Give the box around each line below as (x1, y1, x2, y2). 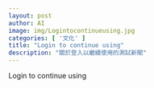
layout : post (8, 11, 52, 20)
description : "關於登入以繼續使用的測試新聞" (8, 49, 147, 57)
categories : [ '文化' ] (8, 34, 86, 42)
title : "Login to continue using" (8, 42, 125, 50)
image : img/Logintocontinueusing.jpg (8, 26, 135, 34)
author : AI (8, 19, 45, 27)
